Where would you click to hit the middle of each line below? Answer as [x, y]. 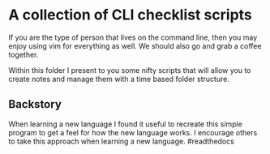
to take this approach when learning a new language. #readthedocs [122, 141]
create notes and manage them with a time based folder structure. [119, 79]
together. [24, 54]
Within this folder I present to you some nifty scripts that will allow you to [130, 70]
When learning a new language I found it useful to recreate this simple [126, 124]
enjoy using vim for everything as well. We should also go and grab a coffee [135, 45]
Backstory [35, 104]
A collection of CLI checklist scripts [131, 15]
